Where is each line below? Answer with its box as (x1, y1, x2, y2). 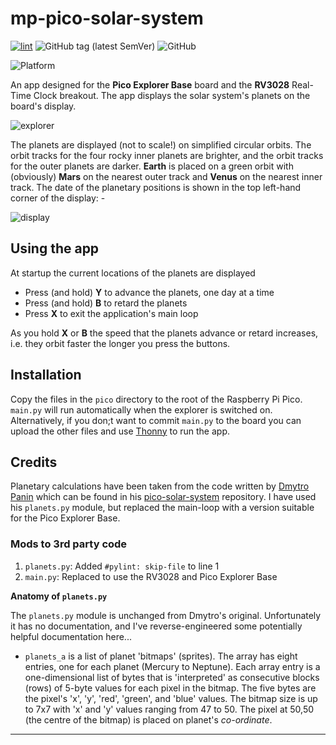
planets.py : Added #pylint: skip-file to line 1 (24, 560, 220, 572)
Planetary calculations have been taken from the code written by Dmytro (10, 480, 310, 492)
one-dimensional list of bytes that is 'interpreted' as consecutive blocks (24, 671, 320, 683)
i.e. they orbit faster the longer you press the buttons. (10, 337, 231, 349)
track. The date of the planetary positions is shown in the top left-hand (10, 181, 302, 193)
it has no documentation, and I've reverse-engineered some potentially (10, 620, 303, 632)
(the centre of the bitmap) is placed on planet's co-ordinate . (24, 713, 273, 726)
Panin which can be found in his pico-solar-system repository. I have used (10, 491, 317, 503)
